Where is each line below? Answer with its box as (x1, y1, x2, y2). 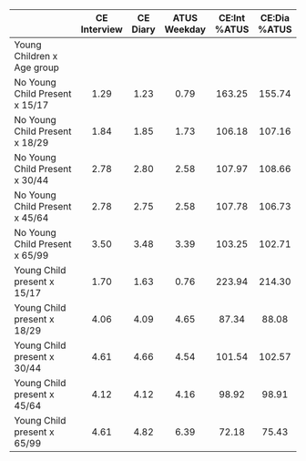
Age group (14, 61, 59, 74)
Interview (80, 23, 123, 36)
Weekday (164, 23, 207, 36)
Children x (14, 50, 58, 62)
